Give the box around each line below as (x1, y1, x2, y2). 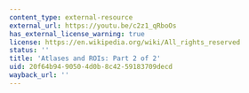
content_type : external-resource (9, 12, 133, 22)
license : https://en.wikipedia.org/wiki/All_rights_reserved (9, 37, 241, 47)
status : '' (9, 46, 50, 55)
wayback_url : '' (9, 71, 69, 80)
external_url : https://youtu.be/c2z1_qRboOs (9, 21, 177, 30)
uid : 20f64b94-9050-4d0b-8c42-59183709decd (9, 63, 173, 72)
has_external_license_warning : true (9, 29, 145, 38)
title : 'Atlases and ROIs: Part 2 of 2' (9, 54, 162, 63)
